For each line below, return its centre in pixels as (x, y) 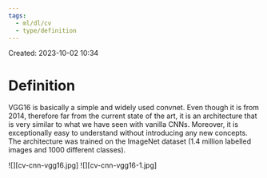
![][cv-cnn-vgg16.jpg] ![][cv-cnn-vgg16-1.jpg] (83, 165)
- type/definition (46, 30)
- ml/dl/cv (34, 23)
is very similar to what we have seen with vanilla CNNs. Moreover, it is (123, 125)
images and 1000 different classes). (67, 150)
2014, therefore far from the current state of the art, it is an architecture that (133, 116)
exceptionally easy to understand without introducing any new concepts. (128, 133)
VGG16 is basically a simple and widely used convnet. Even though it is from (134, 108)
